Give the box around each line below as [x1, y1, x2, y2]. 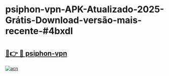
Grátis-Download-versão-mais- [5, 14, 142, 26]
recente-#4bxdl [5, 26, 73, 37]
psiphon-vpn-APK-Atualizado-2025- [5, 4, 164, 15]
